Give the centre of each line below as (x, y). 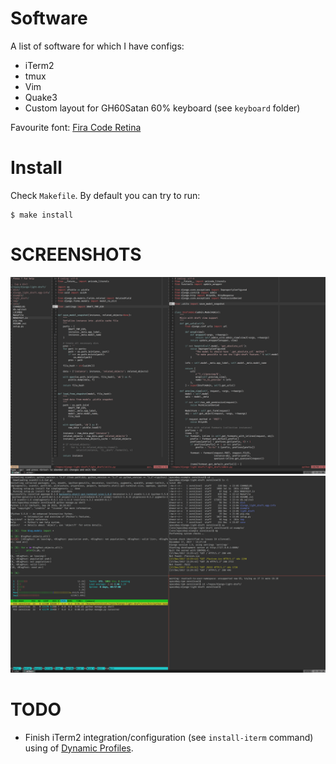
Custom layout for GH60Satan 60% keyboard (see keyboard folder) (162, 108)
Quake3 (41, 97)
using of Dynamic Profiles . (79, 748)
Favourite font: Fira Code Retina (76, 127)
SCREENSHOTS (76, 254)
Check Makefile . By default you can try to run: (105, 195)
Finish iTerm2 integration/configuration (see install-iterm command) (169, 737)
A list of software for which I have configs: (97, 46)
